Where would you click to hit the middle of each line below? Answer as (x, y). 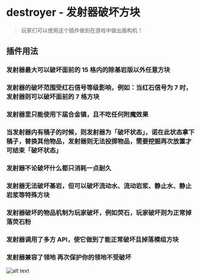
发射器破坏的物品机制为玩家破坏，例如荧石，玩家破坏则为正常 (96, 212)
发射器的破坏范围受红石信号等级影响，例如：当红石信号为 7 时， (99, 88)
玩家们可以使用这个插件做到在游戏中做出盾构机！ (82, 30)
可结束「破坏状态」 (34, 151)
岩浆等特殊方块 (28, 195)
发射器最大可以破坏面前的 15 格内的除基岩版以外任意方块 (88, 70)
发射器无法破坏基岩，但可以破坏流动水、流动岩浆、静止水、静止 (99, 186)
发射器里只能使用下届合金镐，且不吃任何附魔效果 (78, 114)
